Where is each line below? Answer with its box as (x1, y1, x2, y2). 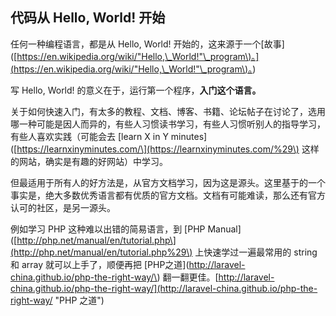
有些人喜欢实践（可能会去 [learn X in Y (10, 130, 169, 142)
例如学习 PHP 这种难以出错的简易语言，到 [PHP (10, 223, 206, 235)
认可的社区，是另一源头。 (10, 201, 116, 213)
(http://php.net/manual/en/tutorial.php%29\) (10, 246, 193, 258)
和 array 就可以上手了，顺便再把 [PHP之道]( (10, 258, 190, 270)
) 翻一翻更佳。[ (156, 271, 219, 283)
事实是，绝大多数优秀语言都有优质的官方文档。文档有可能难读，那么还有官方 (10, 189, 326, 201)
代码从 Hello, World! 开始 (10, 9, 166, 27)
